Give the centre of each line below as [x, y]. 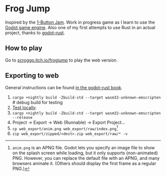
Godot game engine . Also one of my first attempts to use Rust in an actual [80, 27]
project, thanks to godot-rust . [35, 33]
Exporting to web [32, 76]
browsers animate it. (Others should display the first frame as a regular [84, 164]
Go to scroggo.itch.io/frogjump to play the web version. [62, 60]
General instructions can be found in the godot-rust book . [64, 87]
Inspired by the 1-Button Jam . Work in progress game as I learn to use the [80, 22]
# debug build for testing [38, 102]
